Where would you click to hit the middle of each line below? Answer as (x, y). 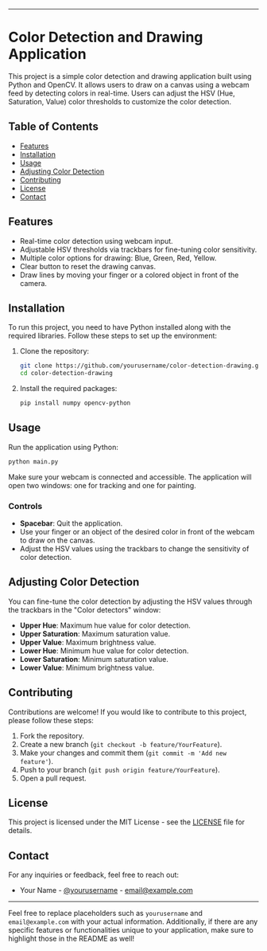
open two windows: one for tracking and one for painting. (102, 485)
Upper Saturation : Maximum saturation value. (95, 633)
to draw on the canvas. (57, 540)
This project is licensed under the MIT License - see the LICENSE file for (126, 822)
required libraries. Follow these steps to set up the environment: (112, 336)
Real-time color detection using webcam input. (96, 241)
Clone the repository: (54, 351)
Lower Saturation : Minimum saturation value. (94, 659)
